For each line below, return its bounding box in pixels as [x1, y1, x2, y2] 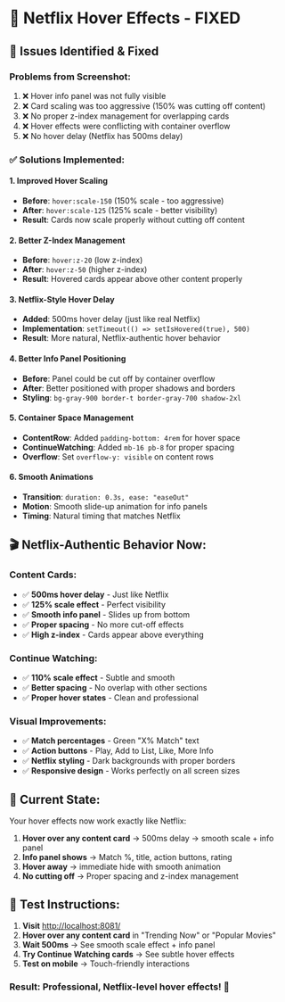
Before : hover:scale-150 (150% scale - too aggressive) [21, 195, 224, 206]
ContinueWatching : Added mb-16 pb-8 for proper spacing [21, 442, 235, 452]
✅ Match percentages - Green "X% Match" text [21, 735, 199, 746]
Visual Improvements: [9, 715, 107, 727]
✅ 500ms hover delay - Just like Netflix [21, 589, 169, 600]
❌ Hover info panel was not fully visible [21, 90, 167, 101]
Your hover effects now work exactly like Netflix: [9, 816, 187, 826]
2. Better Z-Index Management [9, 235, 126, 245]
